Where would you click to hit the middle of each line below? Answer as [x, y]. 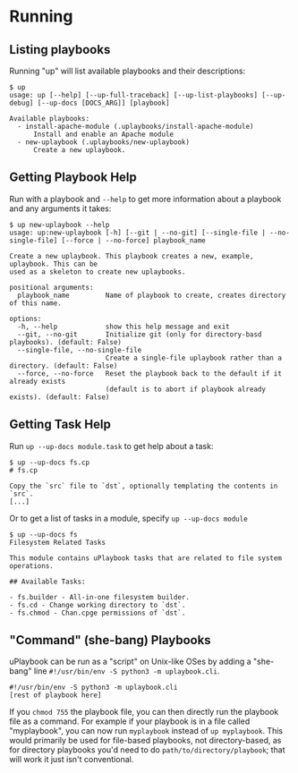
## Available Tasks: [48, 582]
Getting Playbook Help [73, 178]
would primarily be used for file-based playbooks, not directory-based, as [145, 741]
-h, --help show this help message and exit [123, 327]
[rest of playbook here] [55, 695]
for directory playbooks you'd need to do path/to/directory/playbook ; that [147, 750]
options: [26, 319]
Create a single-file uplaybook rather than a [193, 358]
